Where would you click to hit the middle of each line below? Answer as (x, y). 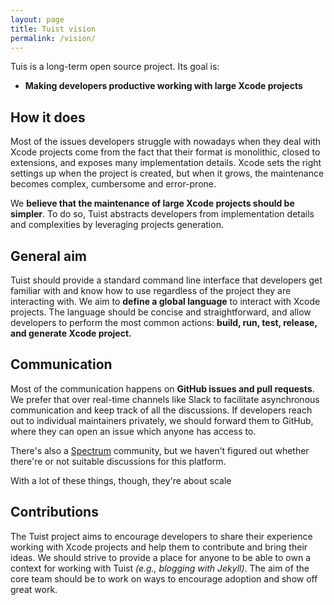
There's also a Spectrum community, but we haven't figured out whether (160, 450)
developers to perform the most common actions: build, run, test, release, (164, 322)
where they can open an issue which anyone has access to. (133, 431)
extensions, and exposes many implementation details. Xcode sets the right (166, 163)
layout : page (37, 19)
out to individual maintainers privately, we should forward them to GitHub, (162, 420)
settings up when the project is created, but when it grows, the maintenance (167, 173)
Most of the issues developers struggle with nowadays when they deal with (166, 142)
